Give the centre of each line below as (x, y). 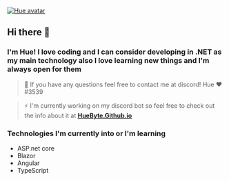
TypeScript (33, 170)
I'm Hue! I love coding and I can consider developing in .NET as (114, 52)
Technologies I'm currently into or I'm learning (87, 133)
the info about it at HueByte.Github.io (78, 115)
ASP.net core (36, 148)
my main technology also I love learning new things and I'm (108, 61)
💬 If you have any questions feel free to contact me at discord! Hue (119, 84)
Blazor (26, 155)
